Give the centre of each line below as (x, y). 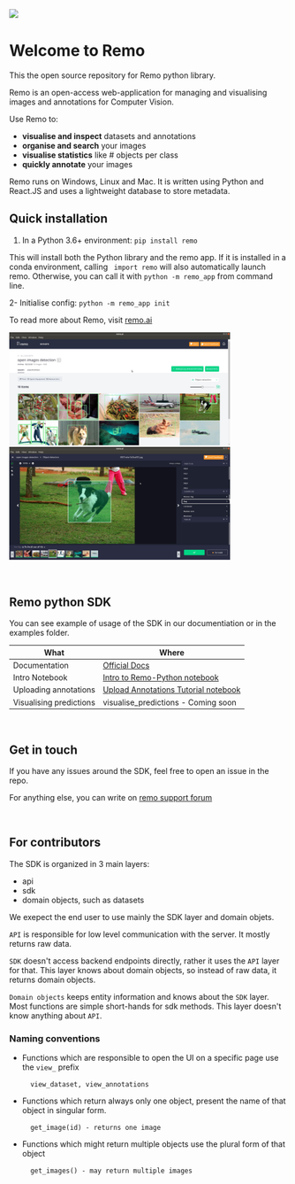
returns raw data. (41, 943)
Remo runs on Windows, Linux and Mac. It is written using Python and (136, 182)
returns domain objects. (53, 979)
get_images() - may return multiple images (111, 1171)
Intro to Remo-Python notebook (161, 677)
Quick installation (59, 219)
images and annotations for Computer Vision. (91, 102)
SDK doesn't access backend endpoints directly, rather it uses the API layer (144, 961)
